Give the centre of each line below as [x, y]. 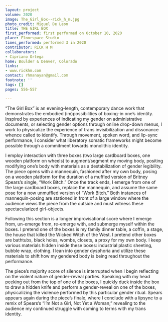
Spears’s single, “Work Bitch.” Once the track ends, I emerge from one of [80, 182]
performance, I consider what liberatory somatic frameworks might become [83, 140]
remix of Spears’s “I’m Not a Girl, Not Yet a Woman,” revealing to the [75, 303]
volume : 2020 [19, 15]
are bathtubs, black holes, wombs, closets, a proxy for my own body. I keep [83, 240]
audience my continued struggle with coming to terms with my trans [76, 308]
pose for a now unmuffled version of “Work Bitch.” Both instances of [76, 193]
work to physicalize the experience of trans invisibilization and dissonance [82, 129]
